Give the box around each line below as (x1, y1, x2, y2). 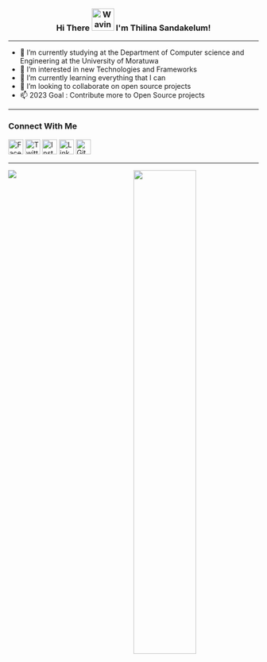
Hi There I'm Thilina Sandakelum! (56, 22, 211, 33)
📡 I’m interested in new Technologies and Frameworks (19, 64, 197, 75)
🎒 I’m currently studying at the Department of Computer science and (19, 48, 245, 57)
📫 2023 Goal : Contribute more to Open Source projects (19, 90, 205, 100)
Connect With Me (8, 121, 78, 132)
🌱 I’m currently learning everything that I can (19, 73, 166, 83)
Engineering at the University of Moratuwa (19, 56, 159, 66)
